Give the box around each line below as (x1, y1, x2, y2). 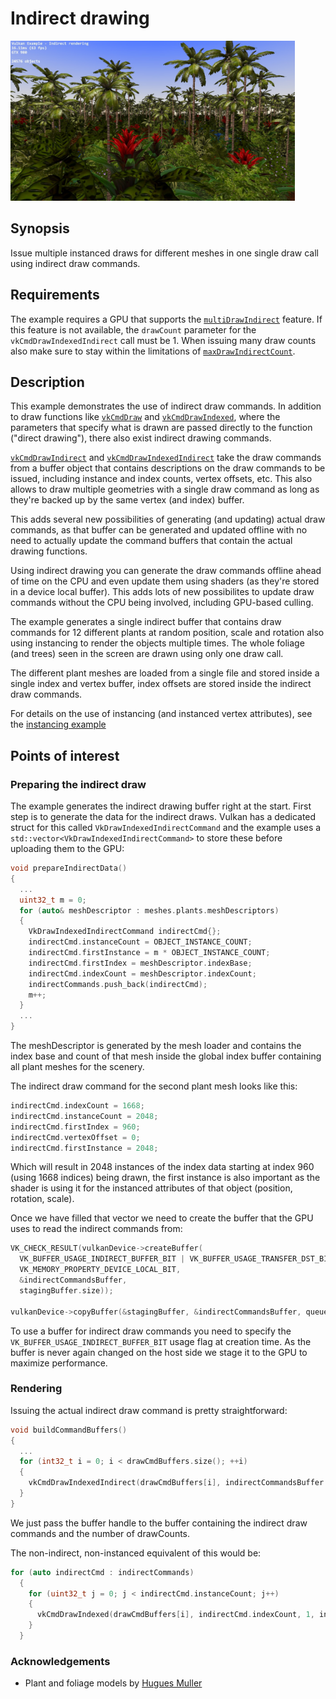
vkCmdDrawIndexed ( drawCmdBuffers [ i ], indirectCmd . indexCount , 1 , (36, 1610, 315, 1620)
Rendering (10, 1382, 63, 1396)
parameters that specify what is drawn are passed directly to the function (10, 422, 313, 434)
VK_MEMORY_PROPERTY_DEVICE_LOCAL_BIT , (19, 1265, 182, 1275)
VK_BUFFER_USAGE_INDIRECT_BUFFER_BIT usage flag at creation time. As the (10, 1335, 312, 1347)
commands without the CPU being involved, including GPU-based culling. (10, 597, 314, 609)
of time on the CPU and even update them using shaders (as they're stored (10, 575, 320, 587)
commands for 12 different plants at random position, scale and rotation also (10, 627, 325, 639)
